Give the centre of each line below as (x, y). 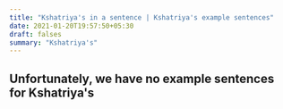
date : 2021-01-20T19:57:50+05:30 (72, 26)
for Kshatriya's (52, 92)
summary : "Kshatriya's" (54, 42)
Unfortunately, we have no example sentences (142, 78)
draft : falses (36, 34)
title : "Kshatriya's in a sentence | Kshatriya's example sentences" (142, 17)
